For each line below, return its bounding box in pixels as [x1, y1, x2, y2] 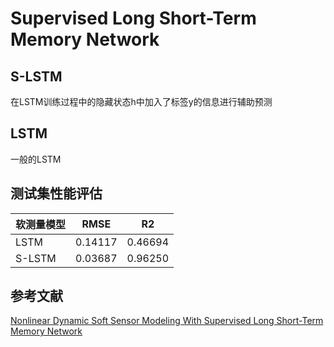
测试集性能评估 [10, 185, 103, 202]
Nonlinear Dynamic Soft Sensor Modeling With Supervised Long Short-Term [10, 315, 324, 327]
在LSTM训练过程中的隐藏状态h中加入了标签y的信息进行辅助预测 [10, 96, 273, 107]
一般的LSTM [10, 153, 62, 165]
